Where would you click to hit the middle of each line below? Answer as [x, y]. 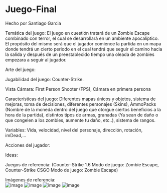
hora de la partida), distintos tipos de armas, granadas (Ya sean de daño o [82, 115]
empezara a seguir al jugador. [36, 59]
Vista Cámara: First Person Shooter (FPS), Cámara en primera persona [78, 89]
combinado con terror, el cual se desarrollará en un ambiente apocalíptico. [82, 38]
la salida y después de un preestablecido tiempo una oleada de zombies [80, 54]
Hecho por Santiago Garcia [33, 23]
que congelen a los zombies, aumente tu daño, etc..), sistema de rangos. [80, 120]
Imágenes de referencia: [30, 179]
